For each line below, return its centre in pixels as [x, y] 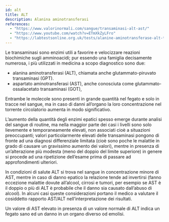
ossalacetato [26, 89]
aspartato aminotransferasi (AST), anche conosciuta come [73, 83]
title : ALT [17, 15]
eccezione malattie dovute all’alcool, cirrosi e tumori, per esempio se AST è [83, 183]
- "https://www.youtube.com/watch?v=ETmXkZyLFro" [63, 33]
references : [18, 24]
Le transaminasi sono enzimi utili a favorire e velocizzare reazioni [73, 52]
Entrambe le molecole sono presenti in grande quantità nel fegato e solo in [82, 98]
